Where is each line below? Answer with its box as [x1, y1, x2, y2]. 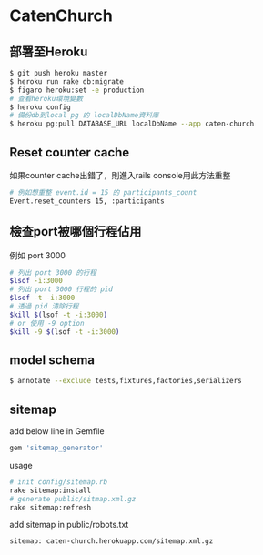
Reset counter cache [9, 145, 130, 160]
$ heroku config [9, 102, 71, 112]
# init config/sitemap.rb [9, 477, 107, 487]
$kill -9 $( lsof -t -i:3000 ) [9, 327, 120, 337]
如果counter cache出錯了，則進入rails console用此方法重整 [9, 169, 231, 180]
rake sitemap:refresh [9, 502, 92, 512]
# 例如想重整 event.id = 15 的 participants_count [9, 187, 197, 197]
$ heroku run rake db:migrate [9, 76, 125, 86]
